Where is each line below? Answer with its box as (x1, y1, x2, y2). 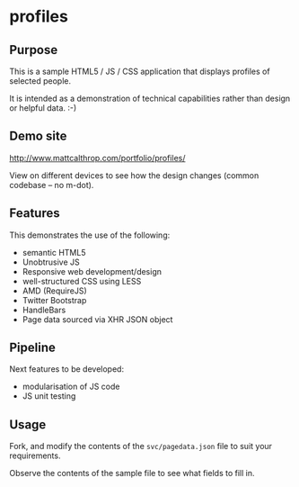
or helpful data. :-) (9, 103, 77, 113)
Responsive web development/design (22, 266, 163, 276)
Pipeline (9, 340, 57, 356)
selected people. (9, 76, 72, 86)
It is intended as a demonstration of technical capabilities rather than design (9, 93, 291, 104)
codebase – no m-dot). (9, 179, 94, 190)
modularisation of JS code (22, 381, 120, 392)
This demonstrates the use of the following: (9, 230, 171, 240)
